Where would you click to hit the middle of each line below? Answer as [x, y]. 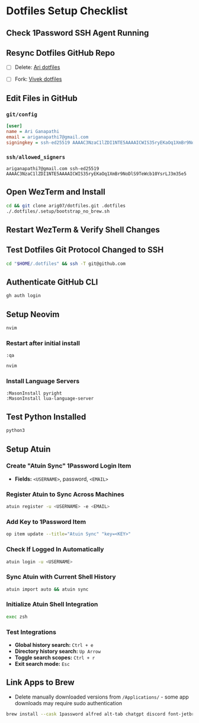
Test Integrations [31, 632]
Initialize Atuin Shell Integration [52, 604]
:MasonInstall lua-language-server [50, 399]
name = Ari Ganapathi [33, 132]
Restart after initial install [43, 343]
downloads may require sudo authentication [68, 703]
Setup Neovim [33, 314]
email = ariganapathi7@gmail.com [47, 137]
